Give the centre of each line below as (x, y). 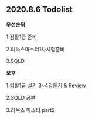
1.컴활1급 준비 (21, 37)
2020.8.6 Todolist (40, 10)
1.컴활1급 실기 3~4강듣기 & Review (46, 85)
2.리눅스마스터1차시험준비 (35, 49)
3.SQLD (16, 61)
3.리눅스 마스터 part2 (30, 110)
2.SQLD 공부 (21, 97)
